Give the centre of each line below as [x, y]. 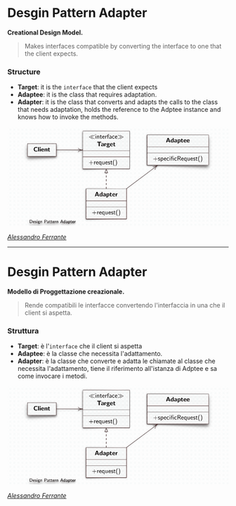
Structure [24, 72]
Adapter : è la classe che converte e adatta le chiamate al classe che [116, 361]
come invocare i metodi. [52, 376]
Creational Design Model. [45, 32]
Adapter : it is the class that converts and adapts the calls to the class [118, 102]
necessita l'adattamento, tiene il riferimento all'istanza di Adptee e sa [117, 368]
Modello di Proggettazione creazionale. [66, 291]
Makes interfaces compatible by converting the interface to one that [123, 46]
